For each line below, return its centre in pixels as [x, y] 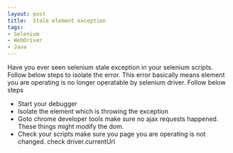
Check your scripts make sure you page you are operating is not [112, 134]
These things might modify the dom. [71, 126]
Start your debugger [47, 104]
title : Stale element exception [57, 21]
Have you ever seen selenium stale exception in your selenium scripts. [110, 67]
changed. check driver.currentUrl [66, 142]
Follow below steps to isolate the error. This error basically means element [116, 75]
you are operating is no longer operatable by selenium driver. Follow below [116, 82]
